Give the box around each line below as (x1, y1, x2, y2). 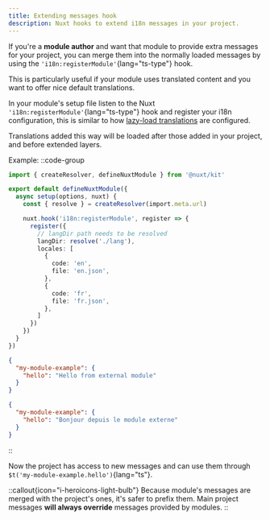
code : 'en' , (51, 259, 92, 268)
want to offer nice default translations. (8, 82, 135, 93)
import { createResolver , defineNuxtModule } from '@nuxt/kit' (8, 171, 226, 179)
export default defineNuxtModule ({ (8, 185, 128, 193)
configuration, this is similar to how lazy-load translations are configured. (8, 115, 251, 125)
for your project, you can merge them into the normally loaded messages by (8, 50, 261, 60)
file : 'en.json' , (51, 267, 110, 275)
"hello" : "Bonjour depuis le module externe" (23, 415, 179, 423)
